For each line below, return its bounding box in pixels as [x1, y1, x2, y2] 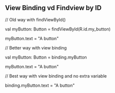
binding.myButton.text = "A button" [5, 82, 75, 88]
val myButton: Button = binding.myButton [5, 54, 87, 60]
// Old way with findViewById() [5, 16, 66, 22]
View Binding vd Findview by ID [5, 4, 102, 12]
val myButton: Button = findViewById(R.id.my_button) [5, 26, 111, 32]
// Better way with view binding [5, 45, 67, 50]
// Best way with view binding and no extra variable [5, 73, 107, 79]
